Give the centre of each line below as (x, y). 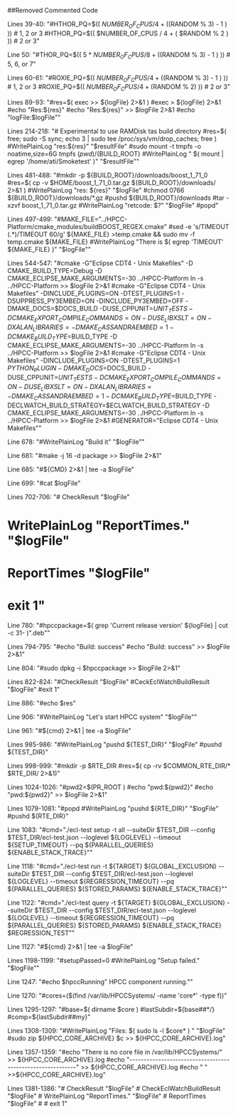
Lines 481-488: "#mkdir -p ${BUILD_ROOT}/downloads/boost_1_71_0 (108, 175)
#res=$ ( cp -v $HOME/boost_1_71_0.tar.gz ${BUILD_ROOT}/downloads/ (112, 183)
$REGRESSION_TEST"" (41, 933)
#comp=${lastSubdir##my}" (49, 1017)
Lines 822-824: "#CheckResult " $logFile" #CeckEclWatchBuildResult (109, 681)
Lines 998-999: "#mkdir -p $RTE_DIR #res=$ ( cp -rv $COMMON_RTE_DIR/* (119, 765)
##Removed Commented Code (53, 10)
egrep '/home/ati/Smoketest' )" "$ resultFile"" (74, 161)
